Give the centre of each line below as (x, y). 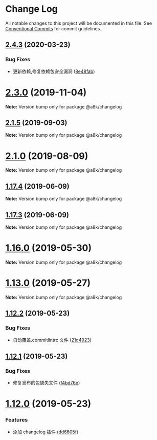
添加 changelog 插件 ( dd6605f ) (46, 432)
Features (17, 420)
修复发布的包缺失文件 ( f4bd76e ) (46, 383)
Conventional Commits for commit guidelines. (53, 28)
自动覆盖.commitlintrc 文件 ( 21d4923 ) (52, 340)
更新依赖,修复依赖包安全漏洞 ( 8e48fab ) (54, 71)
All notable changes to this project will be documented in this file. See (79, 23)
